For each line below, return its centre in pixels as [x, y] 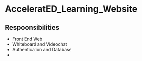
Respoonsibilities [32, 27]
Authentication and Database [42, 49]
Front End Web [27, 39]
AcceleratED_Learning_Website [71, 9]
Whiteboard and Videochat [39, 44]
